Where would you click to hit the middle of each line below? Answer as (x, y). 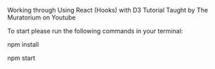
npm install (23, 44)
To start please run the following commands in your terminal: (95, 31)
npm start (21, 58)
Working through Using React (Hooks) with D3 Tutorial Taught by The (108, 10)
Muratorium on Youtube (41, 17)
